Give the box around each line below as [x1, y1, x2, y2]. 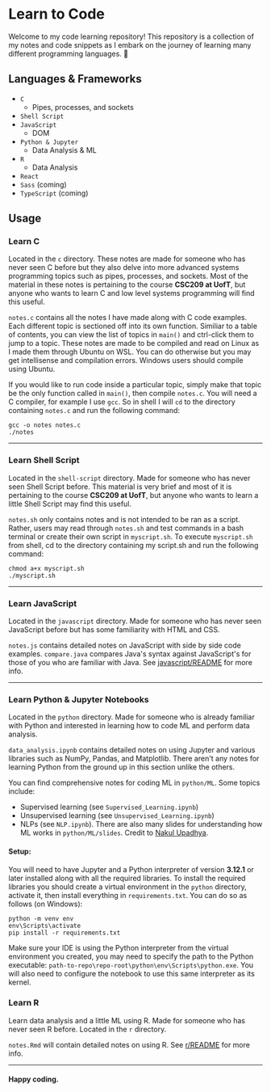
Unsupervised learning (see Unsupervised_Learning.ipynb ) [19, 811, 215, 820]
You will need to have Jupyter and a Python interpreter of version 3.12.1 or [8, 864, 254, 874]
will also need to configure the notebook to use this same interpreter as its [8, 968, 256, 978]
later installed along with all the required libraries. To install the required [8, 873, 246, 883]
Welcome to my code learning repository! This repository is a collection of [8, 32, 254, 41]
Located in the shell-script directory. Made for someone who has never [8, 473, 251, 483]
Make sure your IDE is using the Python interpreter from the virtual [8, 942, 229, 952]
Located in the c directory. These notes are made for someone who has [8, 254, 246, 264]
